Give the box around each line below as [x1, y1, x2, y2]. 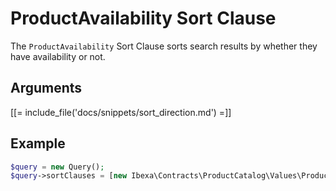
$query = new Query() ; [10, 162, 105, 172]
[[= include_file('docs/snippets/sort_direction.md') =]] [10, 106, 232, 118]
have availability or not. [10, 50, 106, 62]
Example [10, 135, 66, 152]
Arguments [10, 80, 83, 97]
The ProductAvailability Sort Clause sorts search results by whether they [10, 40, 318, 52]
